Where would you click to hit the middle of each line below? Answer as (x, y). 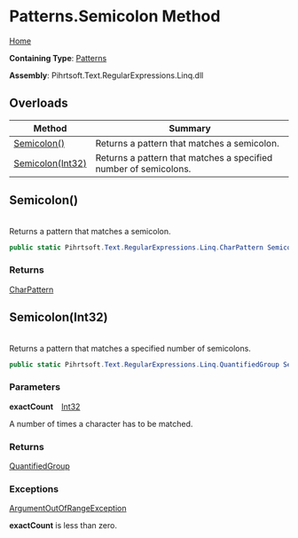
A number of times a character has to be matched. (101, 423)
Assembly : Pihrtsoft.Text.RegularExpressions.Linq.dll (106, 75)
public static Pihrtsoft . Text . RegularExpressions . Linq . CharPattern (137, 247)
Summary (190, 128)
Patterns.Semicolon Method (115, 16)
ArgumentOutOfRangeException (68, 509)
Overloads (39, 103)
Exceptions (34, 488)
